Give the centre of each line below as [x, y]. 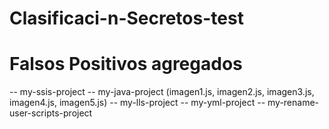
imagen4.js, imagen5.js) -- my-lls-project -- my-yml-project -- [137, 103]
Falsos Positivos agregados [126, 64]
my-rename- [293, 103]
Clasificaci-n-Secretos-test [126, 18]
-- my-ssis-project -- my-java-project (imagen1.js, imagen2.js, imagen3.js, [162, 92]
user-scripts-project [51, 113]
